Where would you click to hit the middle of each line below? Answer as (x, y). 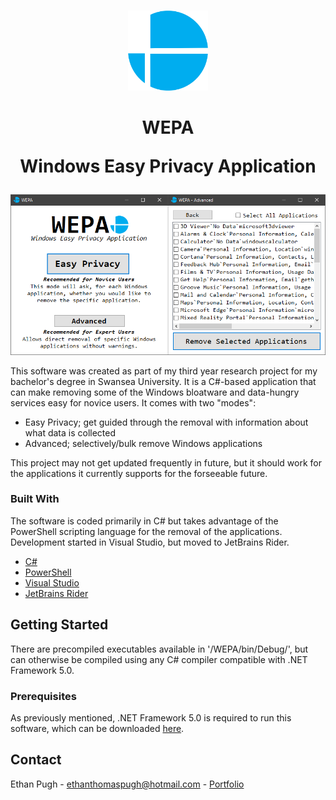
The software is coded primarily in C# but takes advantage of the (144, 521)
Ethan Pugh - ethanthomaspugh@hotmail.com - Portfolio (127, 784)
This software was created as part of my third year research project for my (164, 371)
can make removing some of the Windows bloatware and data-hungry (155, 392)
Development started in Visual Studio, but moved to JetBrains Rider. (150, 542)
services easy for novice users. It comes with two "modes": (133, 402)
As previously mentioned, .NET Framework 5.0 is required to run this (151, 717)
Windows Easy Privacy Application (168, 166)
